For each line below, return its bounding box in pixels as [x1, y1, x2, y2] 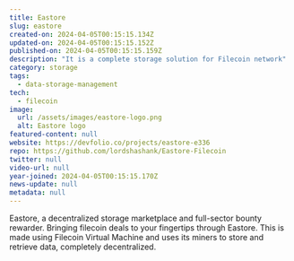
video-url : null [9, 163, 70, 172]
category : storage [9, 64, 78, 73]
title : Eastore [9, 13, 66, 22]
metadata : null [9, 188, 66, 197]
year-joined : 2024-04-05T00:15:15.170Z [9, 171, 159, 180]
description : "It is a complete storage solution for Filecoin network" [9, 55, 287, 64]
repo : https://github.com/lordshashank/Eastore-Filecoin [9, 146, 227, 155]
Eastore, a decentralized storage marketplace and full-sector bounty [9, 213, 263, 223]
